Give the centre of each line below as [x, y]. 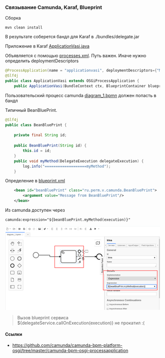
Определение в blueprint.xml [35, 181]
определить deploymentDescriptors [42, 61]
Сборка [13, 18]
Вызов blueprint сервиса [43, 318]
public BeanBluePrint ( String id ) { [50, 146]
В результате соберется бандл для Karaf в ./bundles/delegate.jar [72, 37]
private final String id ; [41, 135]
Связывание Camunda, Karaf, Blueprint [54, 7]
